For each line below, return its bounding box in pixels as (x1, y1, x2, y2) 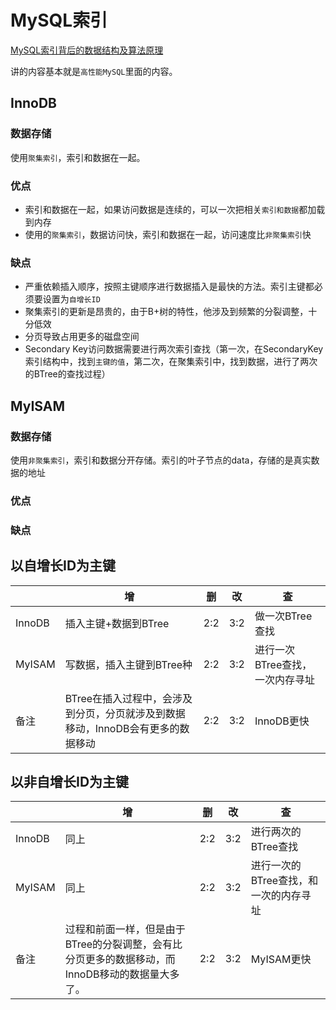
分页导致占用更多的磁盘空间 (24, 331, 140, 343)
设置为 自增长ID (42, 293, 101, 305)
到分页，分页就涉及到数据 (64, 706, 186, 720)
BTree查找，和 (250, 874, 319, 888)
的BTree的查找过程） (24, 368, 111, 380)
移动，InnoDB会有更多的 (64, 721, 180, 735)
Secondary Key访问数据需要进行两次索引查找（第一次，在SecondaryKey (24, 343, 324, 355)
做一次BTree (254, 609, 313, 623)
